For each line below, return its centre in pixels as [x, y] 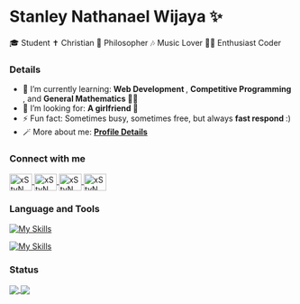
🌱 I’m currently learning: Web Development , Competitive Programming [157, 89]
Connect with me [47, 159]
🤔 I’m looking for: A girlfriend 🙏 [80, 108]
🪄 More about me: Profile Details [85, 132]
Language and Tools [55, 209]
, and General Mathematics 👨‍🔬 [80, 99]
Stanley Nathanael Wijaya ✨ [116, 17]
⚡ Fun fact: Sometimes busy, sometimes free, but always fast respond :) [156, 118]
